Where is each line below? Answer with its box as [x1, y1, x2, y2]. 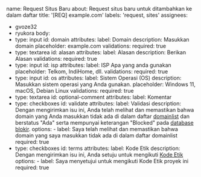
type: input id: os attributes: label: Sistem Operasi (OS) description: [14, 75, 182, 81]
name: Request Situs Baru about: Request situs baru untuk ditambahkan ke [6, 5, 192, 12]
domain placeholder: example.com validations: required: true [14, 42, 167, 49]
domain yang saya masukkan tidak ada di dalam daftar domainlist [14, 132, 178, 139]
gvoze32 [14, 23, 37, 30]
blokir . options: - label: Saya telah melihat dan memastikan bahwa [14, 126, 178, 132]
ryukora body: [14, 29, 50, 37]
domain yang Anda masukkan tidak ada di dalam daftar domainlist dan [14, 113, 190, 120]
